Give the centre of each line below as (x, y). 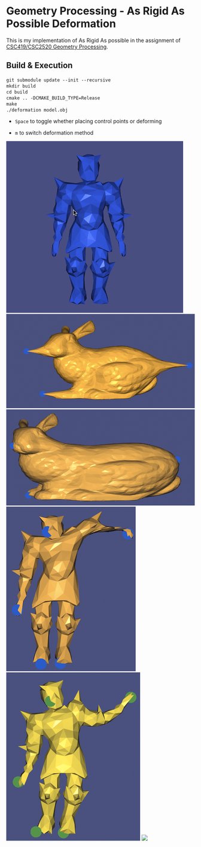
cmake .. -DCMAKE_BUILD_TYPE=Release (53, 98)
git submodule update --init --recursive (59, 80)
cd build (17, 92)
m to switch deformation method (54, 132)
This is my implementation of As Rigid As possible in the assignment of (93, 40)
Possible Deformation (61, 24)
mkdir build (21, 86)
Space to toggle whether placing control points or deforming (88, 121)
